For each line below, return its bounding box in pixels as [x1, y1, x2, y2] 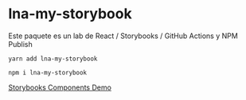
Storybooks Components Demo [8, 83, 111, 92]
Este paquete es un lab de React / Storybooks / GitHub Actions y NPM [8, 31, 239, 40]
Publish [8, 39, 33, 48]
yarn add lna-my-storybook [8, 55, 98, 63]
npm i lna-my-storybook [8, 68, 88, 76]
